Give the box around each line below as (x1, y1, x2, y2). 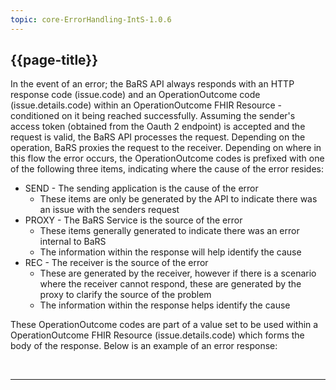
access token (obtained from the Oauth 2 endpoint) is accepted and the (10, 121, 306, 133)
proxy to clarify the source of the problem (39, 289, 212, 301)
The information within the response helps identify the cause (39, 299, 291, 311)
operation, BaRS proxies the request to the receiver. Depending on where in (10, 142, 322, 154)
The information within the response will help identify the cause (39, 246, 302, 258)
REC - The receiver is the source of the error (24, 257, 209, 269)
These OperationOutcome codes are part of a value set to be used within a (10, 319, 319, 331)
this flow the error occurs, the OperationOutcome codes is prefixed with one (10, 152, 325, 165)
